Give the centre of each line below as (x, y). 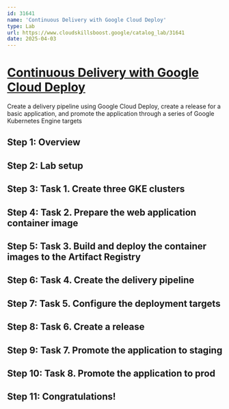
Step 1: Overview (44, 142)
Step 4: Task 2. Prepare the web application (102, 212)
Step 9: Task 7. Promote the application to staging (115, 350)
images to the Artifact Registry (74, 257)
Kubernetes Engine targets (44, 121)
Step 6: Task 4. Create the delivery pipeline (101, 281)
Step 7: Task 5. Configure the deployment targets (114, 303)
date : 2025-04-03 (32, 39)
